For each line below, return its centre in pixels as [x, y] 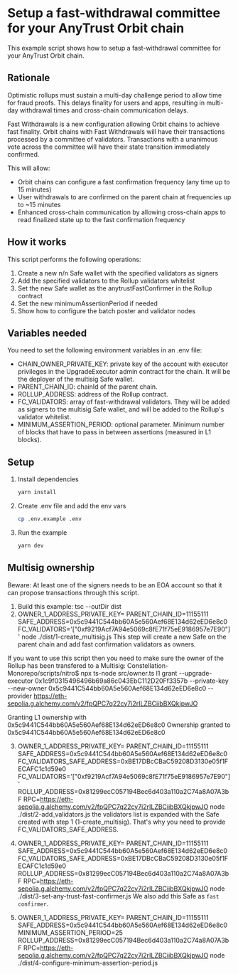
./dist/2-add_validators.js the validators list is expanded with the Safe [118, 814]
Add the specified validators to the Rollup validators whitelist [106, 281]
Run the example [42, 533]
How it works [37, 242]
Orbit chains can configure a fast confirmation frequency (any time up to [124, 182]
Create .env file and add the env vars [72, 506]
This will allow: [29, 168]
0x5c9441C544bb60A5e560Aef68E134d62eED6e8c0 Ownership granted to [119, 725]
